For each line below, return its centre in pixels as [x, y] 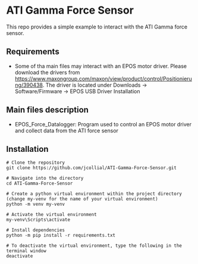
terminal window [26, 251]
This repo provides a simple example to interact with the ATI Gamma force [97, 27]
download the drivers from [47, 72]
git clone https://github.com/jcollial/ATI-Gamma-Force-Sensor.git [92, 168]
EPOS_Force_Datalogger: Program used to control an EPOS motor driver [103, 124]
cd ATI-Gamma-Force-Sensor [40, 184]
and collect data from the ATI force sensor [67, 131]
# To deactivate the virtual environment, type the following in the [94, 246]
